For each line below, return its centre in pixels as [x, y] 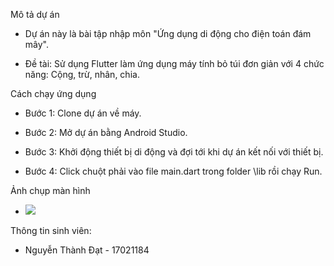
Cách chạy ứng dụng [53, 93]
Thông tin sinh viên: [51, 230]
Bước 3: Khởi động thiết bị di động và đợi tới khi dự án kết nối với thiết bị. [174, 152]
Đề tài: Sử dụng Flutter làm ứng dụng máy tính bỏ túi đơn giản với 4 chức [174, 63]
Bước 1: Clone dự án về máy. [83, 113]
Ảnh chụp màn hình [50, 190]
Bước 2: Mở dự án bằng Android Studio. [106, 132]
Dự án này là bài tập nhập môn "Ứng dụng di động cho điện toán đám [168, 33]
